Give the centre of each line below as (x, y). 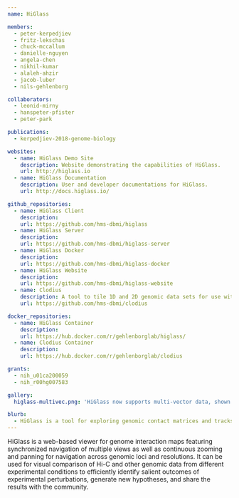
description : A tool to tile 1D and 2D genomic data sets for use (121, 297)
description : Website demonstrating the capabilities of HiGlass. (121, 165)
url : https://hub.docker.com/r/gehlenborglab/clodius (101, 356)
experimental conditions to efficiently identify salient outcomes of (103, 472)
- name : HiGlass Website (51, 270)
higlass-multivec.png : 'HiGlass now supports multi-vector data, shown (122, 402)
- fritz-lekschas (39, 40)
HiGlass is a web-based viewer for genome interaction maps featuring (110, 441)
